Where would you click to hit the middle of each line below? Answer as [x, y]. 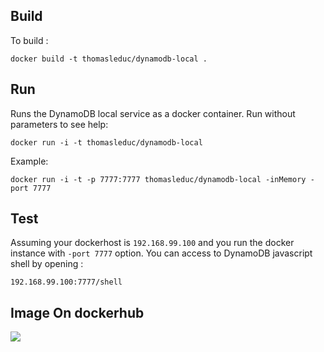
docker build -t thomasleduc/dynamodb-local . [109, 59]
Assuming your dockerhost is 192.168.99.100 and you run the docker [152, 243]
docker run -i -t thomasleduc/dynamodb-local [106, 142]
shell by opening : [47, 264]
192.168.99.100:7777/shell [66, 282]
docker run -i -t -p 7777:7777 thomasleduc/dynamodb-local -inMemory [158, 179]
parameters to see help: [59, 124]
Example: [29, 161]
